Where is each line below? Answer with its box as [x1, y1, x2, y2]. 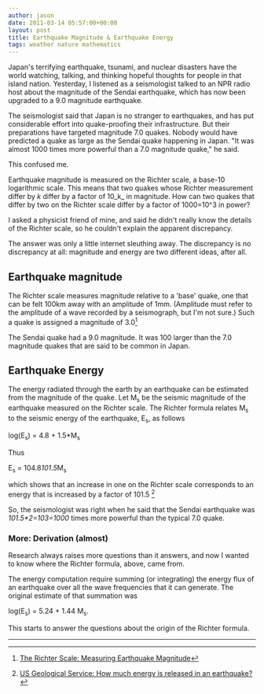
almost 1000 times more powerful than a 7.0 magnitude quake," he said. [8, 145, 240, 154]
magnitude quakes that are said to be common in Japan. [8, 341, 191, 350]
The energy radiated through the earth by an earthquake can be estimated [8, 385, 249, 394]
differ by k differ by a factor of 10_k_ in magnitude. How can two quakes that [8, 192, 255, 201]
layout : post [8, 26, 51, 34]
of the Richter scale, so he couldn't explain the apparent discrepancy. [8, 223, 233, 233]
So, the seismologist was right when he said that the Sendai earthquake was [8, 505, 255, 515]
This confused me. [8, 160, 69, 169]
